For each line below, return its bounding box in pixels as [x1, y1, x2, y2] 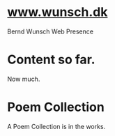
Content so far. [7, 52, 95, 68]
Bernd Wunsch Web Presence [7, 27, 94, 36]
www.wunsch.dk [7, 4, 108, 20]
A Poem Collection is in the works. [7, 122, 106, 130]
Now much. [7, 75, 40, 83]
